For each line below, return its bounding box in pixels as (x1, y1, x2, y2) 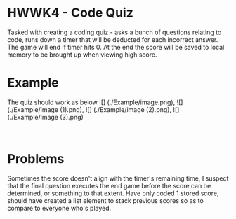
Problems (7, 151, 65, 167)
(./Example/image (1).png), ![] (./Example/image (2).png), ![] (7, 105, 180, 113)
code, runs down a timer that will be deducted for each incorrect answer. (7, 35, 218, 43)
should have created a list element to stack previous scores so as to (7, 196, 204, 204)
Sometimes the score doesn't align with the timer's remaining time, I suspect (7, 174, 229, 183)
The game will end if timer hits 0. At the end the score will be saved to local (7, 43, 225, 51)
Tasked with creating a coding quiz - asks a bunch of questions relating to (7, 28, 222, 36)
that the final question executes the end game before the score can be (7, 181, 211, 190)
